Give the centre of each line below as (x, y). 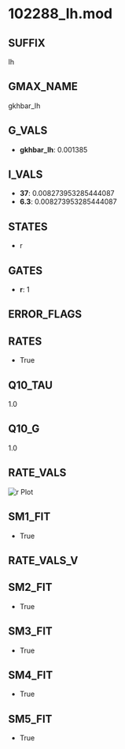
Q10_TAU (31, 385)
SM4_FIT (31, 675)
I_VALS (26, 175)
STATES (28, 226)
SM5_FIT (30, 719)
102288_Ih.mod (60, 14)
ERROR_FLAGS (45, 314)
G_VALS (28, 131)
